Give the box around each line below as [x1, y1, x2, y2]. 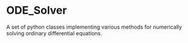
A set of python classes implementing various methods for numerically [6, 23, 183, 30]
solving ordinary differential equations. [6, 29, 103, 36]
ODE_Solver [6, 4, 67, 17]
